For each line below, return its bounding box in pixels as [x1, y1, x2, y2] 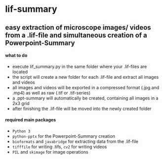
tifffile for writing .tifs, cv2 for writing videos [12, 144, 107, 150]
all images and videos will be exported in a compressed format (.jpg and [12, 84, 160, 90]
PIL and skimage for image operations [12, 149, 88, 155]
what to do [5, 53, 28, 58]
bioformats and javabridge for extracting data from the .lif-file [12, 138, 138, 144]
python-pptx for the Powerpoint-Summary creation [12, 133, 115, 139]
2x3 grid [12, 100, 30, 106]
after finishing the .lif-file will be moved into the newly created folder [12, 106, 152, 111]
